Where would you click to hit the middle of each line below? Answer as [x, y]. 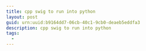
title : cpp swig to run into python [51, 11]
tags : [13, 33]
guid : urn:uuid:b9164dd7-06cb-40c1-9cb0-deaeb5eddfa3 [73, 22]
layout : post [22, 17]
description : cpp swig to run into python [59, 28]
